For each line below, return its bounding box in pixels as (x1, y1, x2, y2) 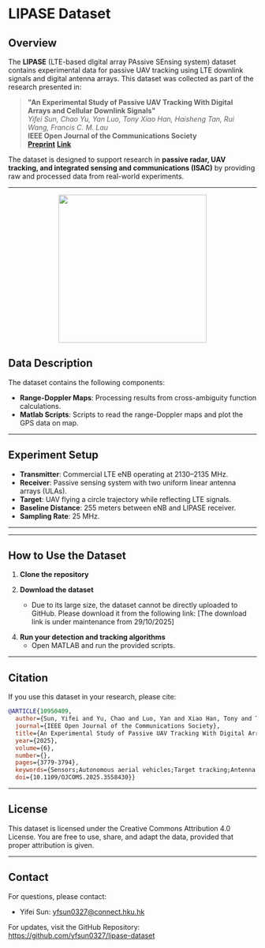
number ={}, (15, 751, 51, 759)
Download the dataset (19, 585, 94, 594)
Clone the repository (19, 570, 89, 579)
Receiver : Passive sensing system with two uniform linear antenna (19, 478, 237, 487)
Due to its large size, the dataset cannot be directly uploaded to (31, 601, 238, 610)
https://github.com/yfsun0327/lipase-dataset (8, 931, 155, 940)
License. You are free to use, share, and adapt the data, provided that (8, 832, 234, 841)
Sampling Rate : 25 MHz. (19, 511, 100, 521)
